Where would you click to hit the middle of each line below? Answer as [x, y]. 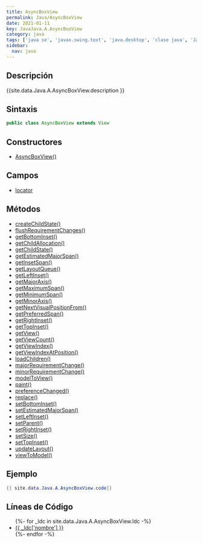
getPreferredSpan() [39, 314]
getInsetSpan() [34, 262]
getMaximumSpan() [40, 288]
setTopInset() [31, 442]
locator [24, 190]
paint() [23, 384]
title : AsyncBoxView [32, 12]
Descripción [30, 76]
